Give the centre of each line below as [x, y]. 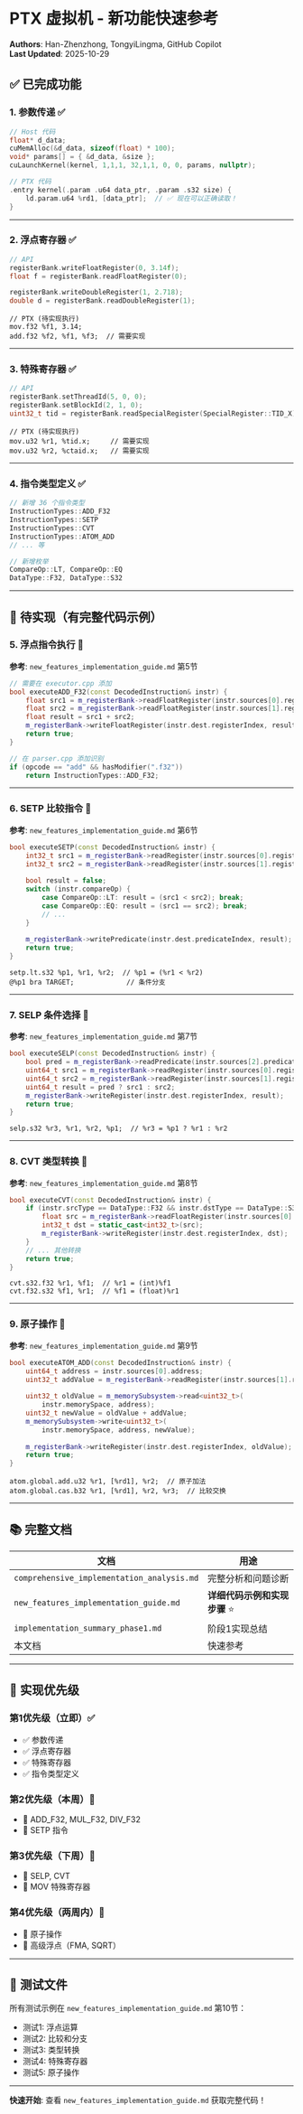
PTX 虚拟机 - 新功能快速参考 [114, 19]
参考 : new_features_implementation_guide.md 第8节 [104, 1183]
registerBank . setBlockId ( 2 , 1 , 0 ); [76, 406]
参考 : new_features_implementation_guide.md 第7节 [104, 1036]
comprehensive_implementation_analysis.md [106, 1578]
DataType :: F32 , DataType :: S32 [66, 578]
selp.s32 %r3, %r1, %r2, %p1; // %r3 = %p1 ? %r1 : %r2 [119, 1129]
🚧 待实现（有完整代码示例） [86, 617]
